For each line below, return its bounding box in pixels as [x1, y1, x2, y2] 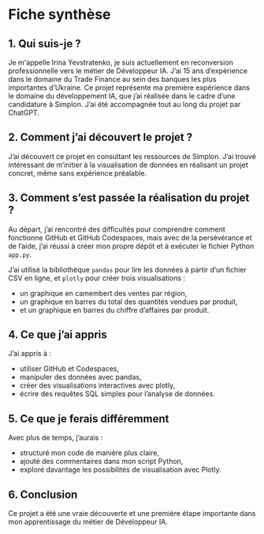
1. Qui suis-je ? [8, 37, 81, 50]
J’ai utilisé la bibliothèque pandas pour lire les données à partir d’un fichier [8, 265, 247, 274]
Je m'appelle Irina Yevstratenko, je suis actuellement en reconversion [8, 57, 234, 67]
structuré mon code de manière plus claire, [19, 448, 160, 458]
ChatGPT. [8, 108, 39, 117]
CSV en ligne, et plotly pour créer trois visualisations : [8, 273, 186, 283]
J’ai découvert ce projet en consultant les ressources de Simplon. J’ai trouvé [8, 151, 257, 161]
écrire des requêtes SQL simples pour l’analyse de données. [19, 389, 215, 399]
